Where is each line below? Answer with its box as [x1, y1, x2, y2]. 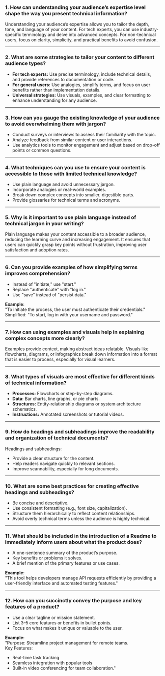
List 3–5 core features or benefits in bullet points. [12, 619, 112, 626]
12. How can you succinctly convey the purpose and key [5, 597, 142, 604]
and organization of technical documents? [5, 434, 109, 441]
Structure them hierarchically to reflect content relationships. [12, 510, 136, 516]
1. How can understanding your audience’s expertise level [5, 4, 146, 11]
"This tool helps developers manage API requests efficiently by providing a [5, 575, 156, 581]
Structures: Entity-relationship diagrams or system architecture [12, 401, 141, 407]
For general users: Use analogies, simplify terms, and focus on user [12, 82, 151, 88]
